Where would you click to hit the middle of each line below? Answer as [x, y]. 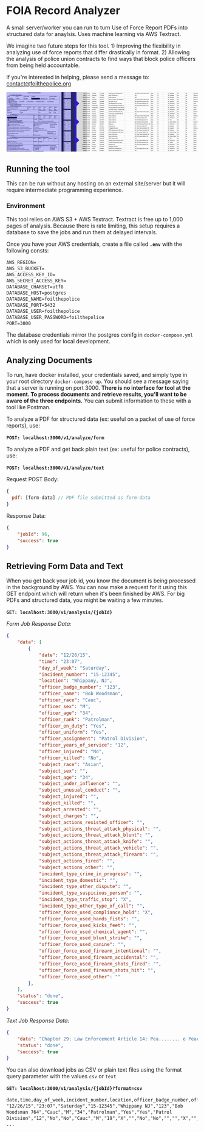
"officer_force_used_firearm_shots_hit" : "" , [97, 970]
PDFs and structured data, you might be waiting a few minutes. [85, 600]
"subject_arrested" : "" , [70, 809]
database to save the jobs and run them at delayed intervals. [82, 232]
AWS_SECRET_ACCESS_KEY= [36, 281]
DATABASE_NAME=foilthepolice [43, 299]
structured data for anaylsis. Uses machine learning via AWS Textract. [94, 34]
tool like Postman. [29, 407]
